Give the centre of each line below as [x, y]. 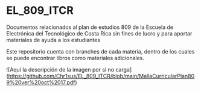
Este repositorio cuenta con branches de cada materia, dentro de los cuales [101, 51]
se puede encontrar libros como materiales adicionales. [75, 58]
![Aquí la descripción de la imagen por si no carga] [69, 69]
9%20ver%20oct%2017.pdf [41, 82]
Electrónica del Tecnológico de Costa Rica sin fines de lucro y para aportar [99, 33]
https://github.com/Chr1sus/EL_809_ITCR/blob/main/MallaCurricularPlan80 [101, 76]
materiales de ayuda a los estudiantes [53, 40]
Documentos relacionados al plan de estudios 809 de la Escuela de [90, 27]
